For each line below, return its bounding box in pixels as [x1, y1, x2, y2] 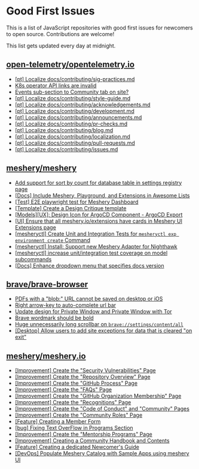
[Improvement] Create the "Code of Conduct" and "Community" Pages [14, 405, 190, 413]
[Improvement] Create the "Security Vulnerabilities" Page [14, 367, 157, 374]
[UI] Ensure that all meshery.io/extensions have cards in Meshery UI [14, 217, 182, 225]
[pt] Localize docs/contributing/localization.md [14, 133, 130, 140]
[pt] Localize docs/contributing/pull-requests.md [14, 139, 136, 147]
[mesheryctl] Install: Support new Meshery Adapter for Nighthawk [14, 243, 177, 250]
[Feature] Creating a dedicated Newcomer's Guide [14, 443, 139, 451]
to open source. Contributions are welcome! [6, 30, 115, 37]
